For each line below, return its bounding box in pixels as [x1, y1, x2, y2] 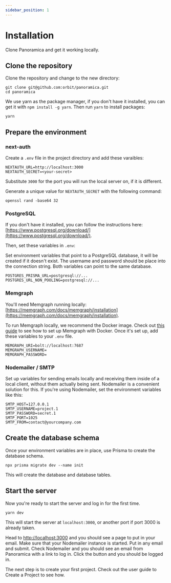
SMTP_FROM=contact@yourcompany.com [5, 419, 81, 425]
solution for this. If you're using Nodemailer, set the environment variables [5, 386, 161, 393]
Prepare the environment [5, 128, 87, 137]
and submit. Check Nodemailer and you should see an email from [5, 545, 143, 552]
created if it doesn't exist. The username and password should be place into [5, 258, 166, 264]
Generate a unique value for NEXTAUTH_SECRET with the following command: [5, 188, 162, 195]
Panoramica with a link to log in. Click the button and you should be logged [5, 551, 163, 557]
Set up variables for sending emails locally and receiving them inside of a [5, 375, 160, 381]
